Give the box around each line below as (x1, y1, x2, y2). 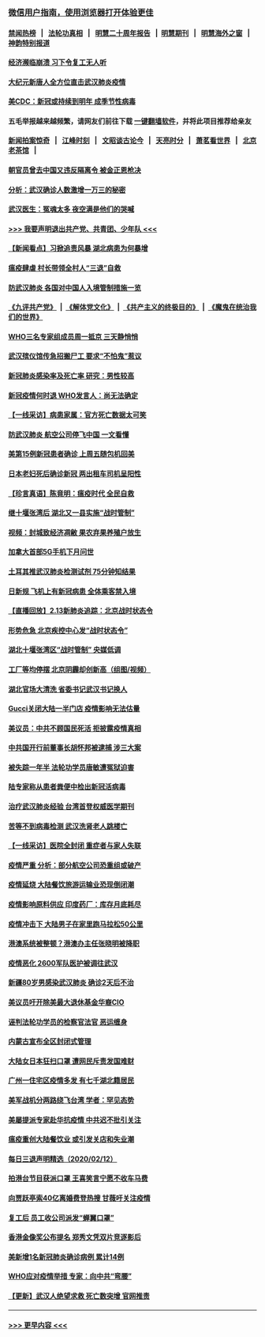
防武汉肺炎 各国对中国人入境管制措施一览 (8, 282, 142, 292)
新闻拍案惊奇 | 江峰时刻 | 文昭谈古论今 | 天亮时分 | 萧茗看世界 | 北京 (8, 136, 257, 146)
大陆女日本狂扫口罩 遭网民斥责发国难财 (8, 1056, 135, 1066)
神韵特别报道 (8, 38, 50, 47)
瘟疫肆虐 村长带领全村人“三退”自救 (8, 263, 121, 273)
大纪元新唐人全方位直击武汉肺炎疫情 (8, 77, 126, 86)
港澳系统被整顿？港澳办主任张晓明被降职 (8, 939, 140, 949)
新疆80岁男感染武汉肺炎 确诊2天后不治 (8, 978, 134, 987)
